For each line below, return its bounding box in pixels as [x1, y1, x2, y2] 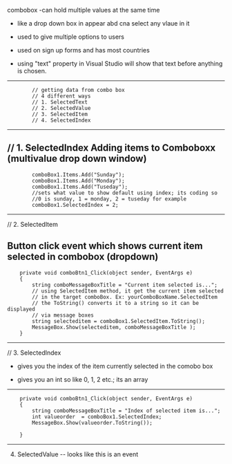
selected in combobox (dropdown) [7, 251, 159, 263]
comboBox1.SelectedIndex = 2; [32, 201, 119, 208]
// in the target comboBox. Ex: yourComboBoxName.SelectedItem [32, 293, 217, 300]
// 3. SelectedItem [32, 111, 88, 118]
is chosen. [17, 67, 47, 75]
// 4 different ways [32, 93, 91, 100]
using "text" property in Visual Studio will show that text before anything [17, 59, 223, 68]
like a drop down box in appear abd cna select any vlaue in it [17, 19, 190, 27]
